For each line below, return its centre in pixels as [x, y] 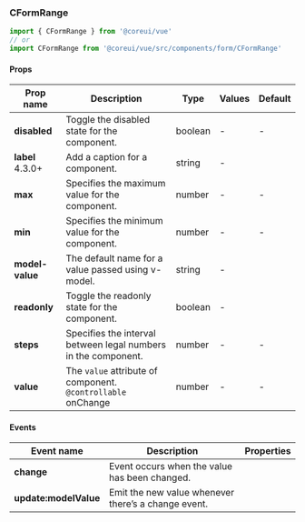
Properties [268, 451]
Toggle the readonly [108, 296]
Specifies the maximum [116, 184]
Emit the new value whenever [171, 493]
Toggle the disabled [108, 120]
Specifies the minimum [114, 221]
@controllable [96, 392]
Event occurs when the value [171, 467]
